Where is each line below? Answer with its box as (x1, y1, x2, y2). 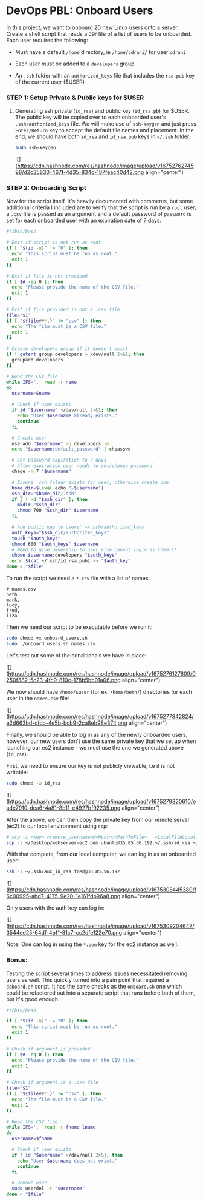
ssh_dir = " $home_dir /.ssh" (11, 491, 77, 497)
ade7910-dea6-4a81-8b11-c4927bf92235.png (6, 804, 121, 811)
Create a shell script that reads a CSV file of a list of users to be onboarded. (6, 30, 192, 37)
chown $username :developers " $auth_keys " (11, 552, 118, 559)
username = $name (11, 391, 50, 397)
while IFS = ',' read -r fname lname (6, 1124, 96, 1130)
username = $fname (11, 1135, 53, 1142)
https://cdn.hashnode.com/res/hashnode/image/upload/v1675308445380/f (8, 886, 197, 893)
